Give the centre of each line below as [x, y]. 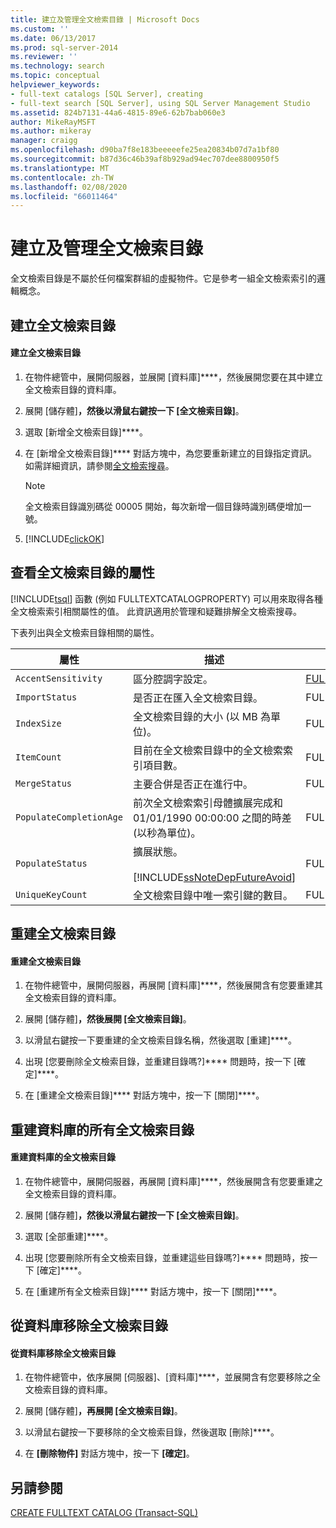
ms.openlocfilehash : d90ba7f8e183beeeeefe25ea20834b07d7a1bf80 [145, 150]
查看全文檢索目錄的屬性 [82, 572]
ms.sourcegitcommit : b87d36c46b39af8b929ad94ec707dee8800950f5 [145, 159]
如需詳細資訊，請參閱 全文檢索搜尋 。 [99, 465]
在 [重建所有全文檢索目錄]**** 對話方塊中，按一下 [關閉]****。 [153, 1291]
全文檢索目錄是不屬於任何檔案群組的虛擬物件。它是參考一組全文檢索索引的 [163, 278]
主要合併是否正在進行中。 [192, 784]
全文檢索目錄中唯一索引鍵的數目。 [212, 895]
